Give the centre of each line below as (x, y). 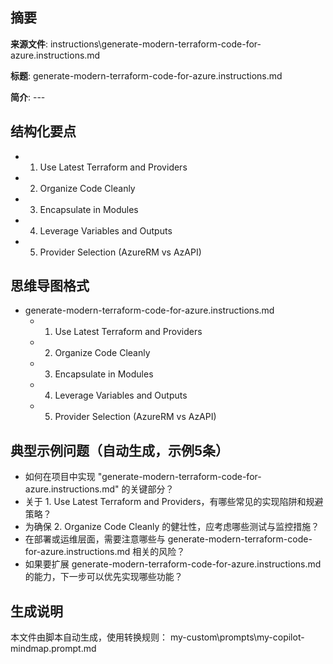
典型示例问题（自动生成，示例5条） (120, 450)
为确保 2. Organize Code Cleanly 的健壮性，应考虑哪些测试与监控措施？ (172, 527)
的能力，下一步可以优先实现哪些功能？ (103, 577)
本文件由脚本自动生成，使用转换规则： (89, 637)
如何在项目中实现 (60, 477)
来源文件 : (29, 44)
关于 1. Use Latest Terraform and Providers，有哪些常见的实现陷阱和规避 (174, 502)
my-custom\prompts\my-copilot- (237, 637)
